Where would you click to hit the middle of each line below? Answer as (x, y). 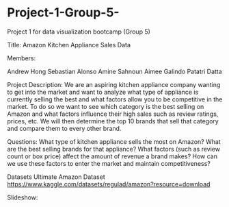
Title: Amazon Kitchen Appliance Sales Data (69, 45)
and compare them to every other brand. (64, 128)
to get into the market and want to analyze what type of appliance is (103, 92)
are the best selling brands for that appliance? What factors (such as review (114, 149)
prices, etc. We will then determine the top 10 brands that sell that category (113, 121)
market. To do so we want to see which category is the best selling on (106, 106)
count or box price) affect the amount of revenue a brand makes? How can (112, 156)
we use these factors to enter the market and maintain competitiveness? (109, 163)
